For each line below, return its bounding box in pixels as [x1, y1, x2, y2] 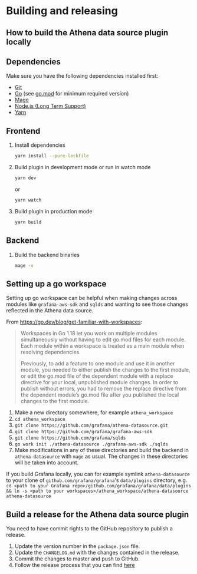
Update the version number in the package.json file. [14, 543, 140, 550]
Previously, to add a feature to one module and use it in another [20, 360, 175, 367]
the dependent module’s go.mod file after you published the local [20, 391, 179, 398]
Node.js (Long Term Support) [14, 103, 87, 110]
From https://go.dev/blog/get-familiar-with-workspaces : [6, 318, 143, 325]
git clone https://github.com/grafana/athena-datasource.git [14, 423, 169, 428]
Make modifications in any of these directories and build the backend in [14, 447, 189, 454]
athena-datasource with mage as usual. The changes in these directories [14, 453, 188, 460]
